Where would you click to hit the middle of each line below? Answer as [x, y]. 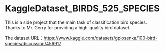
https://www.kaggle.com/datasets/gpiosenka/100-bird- [101, 38]
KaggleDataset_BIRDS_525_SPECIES [82, 9]
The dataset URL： [24, 38]
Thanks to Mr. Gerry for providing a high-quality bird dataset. [68, 27]
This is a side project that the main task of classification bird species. [76, 22]
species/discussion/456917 [33, 43]
